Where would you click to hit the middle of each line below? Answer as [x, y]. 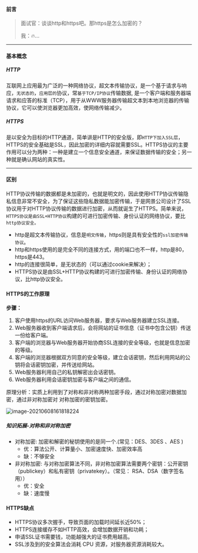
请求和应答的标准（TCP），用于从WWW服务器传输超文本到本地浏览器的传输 [98, 100]
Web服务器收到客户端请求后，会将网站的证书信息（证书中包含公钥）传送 [103, 328]
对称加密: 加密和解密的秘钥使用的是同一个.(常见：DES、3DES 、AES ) [99, 442]
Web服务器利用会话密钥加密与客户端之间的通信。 [74, 380]
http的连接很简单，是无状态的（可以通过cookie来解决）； [83, 264]
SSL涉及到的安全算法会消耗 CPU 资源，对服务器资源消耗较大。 [91, 544]
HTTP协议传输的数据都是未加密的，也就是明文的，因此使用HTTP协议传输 [95, 193]
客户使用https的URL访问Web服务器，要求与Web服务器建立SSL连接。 [98, 321]
